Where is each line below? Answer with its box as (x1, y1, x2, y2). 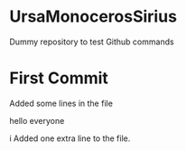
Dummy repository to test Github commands (9, 36, 174, 47)
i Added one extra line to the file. (9, 133, 131, 144)
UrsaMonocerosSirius (9, 6, 178, 27)
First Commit (9, 68, 108, 89)
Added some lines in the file (9, 98, 113, 109)
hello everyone (9, 115, 65, 126)
